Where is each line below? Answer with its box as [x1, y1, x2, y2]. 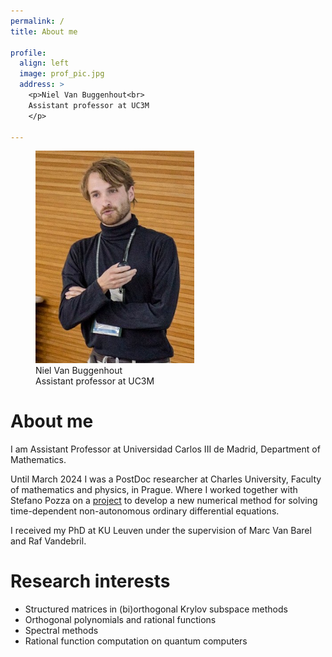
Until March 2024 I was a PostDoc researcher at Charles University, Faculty [10, 473, 322, 485]
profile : [10, 48, 47, 58]
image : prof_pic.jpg [19, 69, 105, 79]
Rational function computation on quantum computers [24, 635, 248, 647]
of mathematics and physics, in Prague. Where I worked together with [10, 483, 298, 495]
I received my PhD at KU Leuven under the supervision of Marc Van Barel [10, 524, 312, 536]
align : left [19, 58, 70, 69]
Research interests [10, 570, 171, 592]
